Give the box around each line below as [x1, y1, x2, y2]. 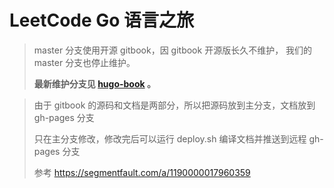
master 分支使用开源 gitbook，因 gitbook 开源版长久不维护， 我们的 [33, 44, 313, 56]
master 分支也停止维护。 [33, 56, 136, 68]
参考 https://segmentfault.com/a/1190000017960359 [33, 166, 251, 178]
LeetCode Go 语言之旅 [9, 9, 195, 32]
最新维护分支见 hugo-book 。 [33, 77, 156, 90]
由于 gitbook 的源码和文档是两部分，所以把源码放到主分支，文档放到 [33, 99, 316, 111]
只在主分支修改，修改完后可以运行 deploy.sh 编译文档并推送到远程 [33, 132, 307, 145]
